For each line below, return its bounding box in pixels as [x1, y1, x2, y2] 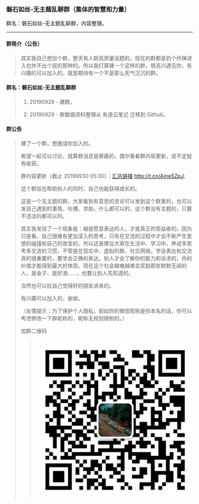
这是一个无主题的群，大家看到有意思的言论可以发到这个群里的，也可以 [20, 197, 192, 205]
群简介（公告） [6, 40, 43, 47]
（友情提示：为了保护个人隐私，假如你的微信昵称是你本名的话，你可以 [20, 307, 192, 314]
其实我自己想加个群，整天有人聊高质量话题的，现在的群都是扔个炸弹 [20, 55, 187, 62]
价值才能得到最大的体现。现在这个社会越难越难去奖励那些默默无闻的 [20, 262, 187, 269]
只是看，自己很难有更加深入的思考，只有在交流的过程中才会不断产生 [20, 232, 187, 240]
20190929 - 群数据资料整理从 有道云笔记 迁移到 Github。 [29, 111, 169, 118]
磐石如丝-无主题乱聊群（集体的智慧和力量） [6, 5, 130, 13]
